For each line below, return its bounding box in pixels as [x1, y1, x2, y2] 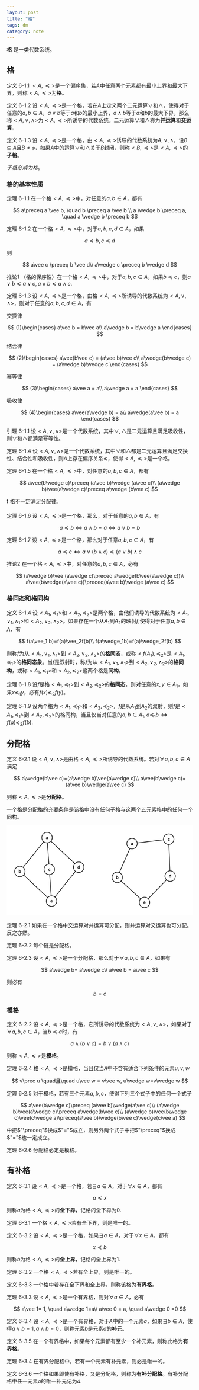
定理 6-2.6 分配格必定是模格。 [6, 1146, 80, 1154]
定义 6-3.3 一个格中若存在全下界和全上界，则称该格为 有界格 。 [6, 1280, 158, 1288]
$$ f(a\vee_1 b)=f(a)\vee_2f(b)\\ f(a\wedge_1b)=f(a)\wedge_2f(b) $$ [18, 638, 182, 645]
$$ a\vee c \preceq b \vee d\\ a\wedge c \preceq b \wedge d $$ [22, 261, 178, 268]
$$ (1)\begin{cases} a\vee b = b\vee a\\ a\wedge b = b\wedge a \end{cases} [7, 324, 193, 331]
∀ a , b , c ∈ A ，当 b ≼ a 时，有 [6, 1028, 78, 1035]
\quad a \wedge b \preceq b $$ [61, 213, 138, 220]
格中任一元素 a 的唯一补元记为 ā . [6, 1378, 82, 1385]
